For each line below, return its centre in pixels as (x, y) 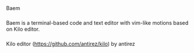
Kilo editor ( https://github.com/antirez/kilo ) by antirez (71, 44)
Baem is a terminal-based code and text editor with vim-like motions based (97, 23)
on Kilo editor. (23, 29)
